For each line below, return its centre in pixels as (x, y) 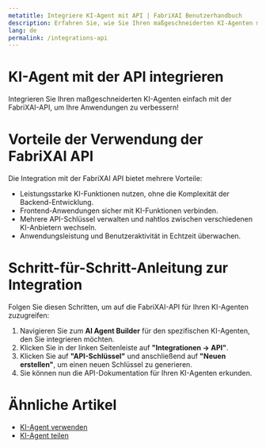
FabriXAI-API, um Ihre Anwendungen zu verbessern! (94, 107)
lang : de (23, 30)
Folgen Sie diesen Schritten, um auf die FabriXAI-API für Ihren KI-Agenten (129, 307)
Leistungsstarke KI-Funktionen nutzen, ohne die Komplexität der (124, 194)
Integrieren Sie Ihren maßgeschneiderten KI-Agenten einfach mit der (120, 99)
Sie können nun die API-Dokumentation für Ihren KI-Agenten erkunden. (136, 373)
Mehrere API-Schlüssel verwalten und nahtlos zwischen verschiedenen (136, 219)
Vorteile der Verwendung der (106, 139)
